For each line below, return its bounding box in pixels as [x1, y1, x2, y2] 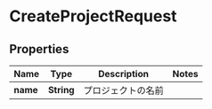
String [47, 84, 75, 96]
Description [97, 68, 150, 80]
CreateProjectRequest [9, 6, 177, 27]
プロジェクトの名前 [83, 84, 164, 97]
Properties [9, 42, 69, 57]
